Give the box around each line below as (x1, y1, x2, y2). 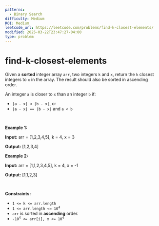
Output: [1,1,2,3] (5, 171, 38, 178)
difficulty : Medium (5, 16, 45, 21)
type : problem (5, 35, 34, 39)
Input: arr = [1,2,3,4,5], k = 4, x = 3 (5, 134, 75, 140)
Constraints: (5, 190, 31, 196)
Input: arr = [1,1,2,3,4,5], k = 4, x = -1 (5, 162, 79, 168)
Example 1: (5, 125, 28, 131)
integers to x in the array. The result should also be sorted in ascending (5, 76, 148, 82)
